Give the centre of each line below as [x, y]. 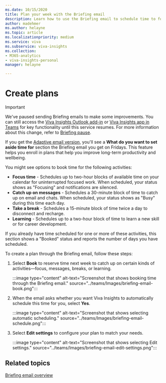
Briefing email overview [29, 375]
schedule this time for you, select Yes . [51, 304]
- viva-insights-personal [32, 60]
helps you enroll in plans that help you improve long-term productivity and [81, 153]
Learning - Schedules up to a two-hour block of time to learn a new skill [86, 219]
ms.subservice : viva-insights [36, 46]
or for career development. [40, 224]
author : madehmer [23, 23]
